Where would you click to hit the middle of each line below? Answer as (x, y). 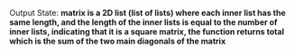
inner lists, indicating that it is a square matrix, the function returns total (147, 31)
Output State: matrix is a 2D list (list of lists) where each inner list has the (147, 13)
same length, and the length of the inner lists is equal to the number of (143, 22)
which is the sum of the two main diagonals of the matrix (118, 41)
